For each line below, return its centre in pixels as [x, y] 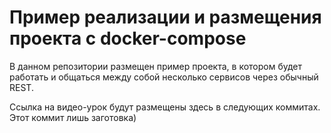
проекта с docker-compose [128, 38]
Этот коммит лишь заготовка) [73, 117]
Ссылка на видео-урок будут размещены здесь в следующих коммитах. [165, 107]
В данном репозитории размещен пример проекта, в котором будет [156, 66]
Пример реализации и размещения [165, 17]
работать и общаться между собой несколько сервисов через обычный [164, 77]
